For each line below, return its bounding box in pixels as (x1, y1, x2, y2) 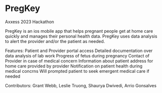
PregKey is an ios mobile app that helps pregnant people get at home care (5, 28, 153, 34)
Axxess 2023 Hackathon (5, 19, 54, 25)
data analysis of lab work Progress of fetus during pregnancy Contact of (5, 53, 150, 58)
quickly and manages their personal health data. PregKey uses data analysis (5, 33, 158, 39)
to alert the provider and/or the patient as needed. (5, 38, 105, 44)
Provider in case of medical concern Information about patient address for (5, 58, 153, 64)
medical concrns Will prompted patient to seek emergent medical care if (5, 68, 149, 74)
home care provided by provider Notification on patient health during (5, 63, 143, 69)
